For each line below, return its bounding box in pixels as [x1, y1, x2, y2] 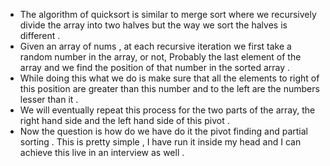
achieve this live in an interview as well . [19, 147, 185, 158]
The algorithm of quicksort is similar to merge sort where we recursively [19, 9, 317, 20]
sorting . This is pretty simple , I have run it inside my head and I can [19, 136, 302, 148]
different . [19, 30, 61, 41]
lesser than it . [19, 94, 79, 105]
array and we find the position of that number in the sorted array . [19, 62, 291, 73]
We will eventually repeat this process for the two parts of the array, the [19, 104, 316, 116]
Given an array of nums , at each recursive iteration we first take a [19, 40, 292, 52]
